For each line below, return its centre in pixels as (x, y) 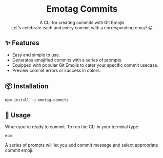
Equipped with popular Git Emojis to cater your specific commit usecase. (85, 65)
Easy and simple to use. (36, 55)
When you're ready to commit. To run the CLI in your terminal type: (72, 127)
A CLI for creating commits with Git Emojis (82, 22)
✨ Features (22, 43)
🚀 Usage (18, 115)
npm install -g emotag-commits (37, 100)
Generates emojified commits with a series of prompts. (67, 60)
